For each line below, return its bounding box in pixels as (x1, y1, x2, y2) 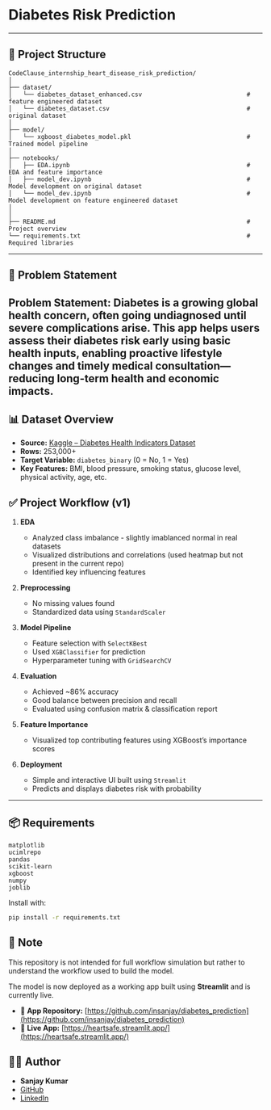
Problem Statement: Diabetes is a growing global (8, 296, 259, 309)
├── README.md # (8, 217, 251, 225)
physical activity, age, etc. (19, 473, 107, 482)
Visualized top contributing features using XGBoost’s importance (31, 735, 248, 745)
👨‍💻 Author (8, 1055, 61, 1069)
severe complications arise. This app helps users (8, 321, 261, 334)
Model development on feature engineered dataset (8, 196, 179, 204)
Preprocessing (19, 583, 71, 593)
